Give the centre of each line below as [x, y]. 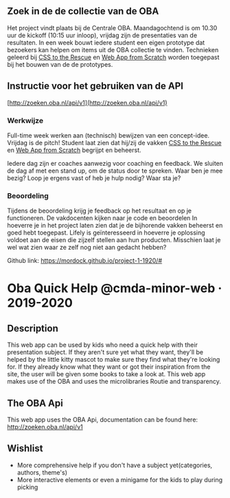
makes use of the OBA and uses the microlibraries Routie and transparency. [114, 382]
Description [33, 328]
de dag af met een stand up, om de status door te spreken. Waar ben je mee [115, 171]
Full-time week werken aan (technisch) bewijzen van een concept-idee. [108, 135]
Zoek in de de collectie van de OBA [83, 11]
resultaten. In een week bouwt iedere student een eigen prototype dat [106, 42]
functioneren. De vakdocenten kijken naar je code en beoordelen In [102, 218]
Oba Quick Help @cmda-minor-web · [115, 289]
